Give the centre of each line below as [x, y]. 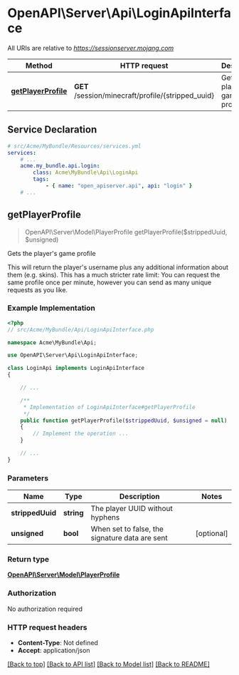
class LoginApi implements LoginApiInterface [76, 369]
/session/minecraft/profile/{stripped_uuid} [144, 96]
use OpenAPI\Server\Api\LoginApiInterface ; [73, 355]
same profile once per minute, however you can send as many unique [110, 282]
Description [140, 497]
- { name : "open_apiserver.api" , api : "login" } [119, 186]
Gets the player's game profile [52, 253]
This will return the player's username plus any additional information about [118, 267]
